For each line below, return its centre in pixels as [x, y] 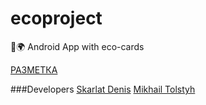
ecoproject [56, 18]
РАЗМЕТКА [34, 69]
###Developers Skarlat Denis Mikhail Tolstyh [103, 89]
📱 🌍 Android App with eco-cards [77, 46]
